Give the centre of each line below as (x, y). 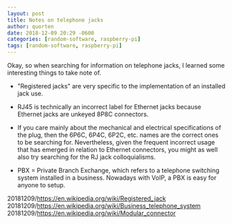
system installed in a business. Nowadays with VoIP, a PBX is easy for (117, 178)
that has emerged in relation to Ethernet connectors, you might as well (117, 150)
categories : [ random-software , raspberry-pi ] (74, 39)
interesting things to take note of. (54, 73)
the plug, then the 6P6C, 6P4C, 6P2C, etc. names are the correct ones (118, 135)
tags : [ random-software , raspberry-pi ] (65, 46)
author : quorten (30, 26)
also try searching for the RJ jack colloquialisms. (86, 157)
